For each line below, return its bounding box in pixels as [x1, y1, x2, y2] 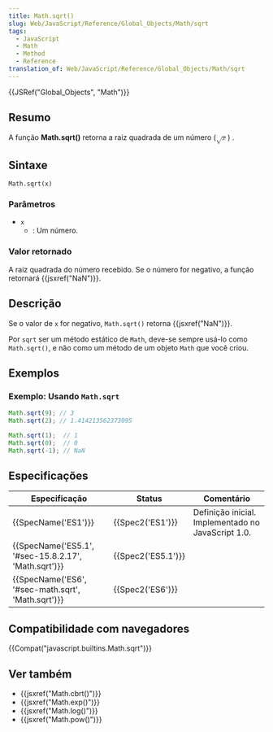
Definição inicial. [193, 507, 257, 518]
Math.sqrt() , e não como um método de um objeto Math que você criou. [8, 342, 249, 352]
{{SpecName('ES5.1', [12, 540, 95, 551]
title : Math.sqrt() [8, 11, 75, 20]
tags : [8, 27, 27, 35]
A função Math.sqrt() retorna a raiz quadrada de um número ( [8, 132, 217, 142]
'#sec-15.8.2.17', [12, 551, 83, 562]
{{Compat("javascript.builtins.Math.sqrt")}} [8, 643, 153, 653]
